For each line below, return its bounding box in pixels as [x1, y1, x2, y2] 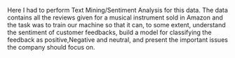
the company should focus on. [7, 43, 95, 51]
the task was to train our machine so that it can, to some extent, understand [7, 21, 226, 29]
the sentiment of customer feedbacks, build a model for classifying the [7, 28, 212, 36]
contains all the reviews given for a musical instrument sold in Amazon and [7, 13, 223, 22]
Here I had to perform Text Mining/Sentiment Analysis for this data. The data [7, 6, 228, 14]
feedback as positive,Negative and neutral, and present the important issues [7, 36, 228, 44]
